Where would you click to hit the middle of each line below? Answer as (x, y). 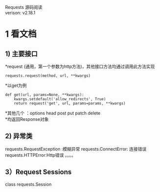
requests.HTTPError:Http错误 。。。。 (40, 155)
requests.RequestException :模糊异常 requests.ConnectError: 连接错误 (76, 149)
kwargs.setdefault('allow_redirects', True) (60, 99)
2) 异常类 (19, 136)
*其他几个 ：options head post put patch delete (53, 113)
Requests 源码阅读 (24, 7)
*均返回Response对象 (27, 119)
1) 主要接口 (21, 54)
